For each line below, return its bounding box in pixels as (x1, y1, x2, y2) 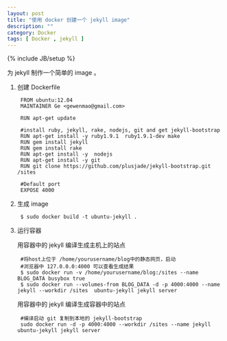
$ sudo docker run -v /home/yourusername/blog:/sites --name (20, 269, 199, 277)
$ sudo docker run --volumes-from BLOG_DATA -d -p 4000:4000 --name (20, 281, 221, 288)
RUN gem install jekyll (20, 139, 88, 146)
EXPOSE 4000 (20, 187, 55, 194)
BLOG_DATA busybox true (16, 275, 86, 282)
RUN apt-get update (20, 115, 76, 122)
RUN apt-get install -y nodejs (20, 151, 113, 158)
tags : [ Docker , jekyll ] (7, 36, 84, 43)
